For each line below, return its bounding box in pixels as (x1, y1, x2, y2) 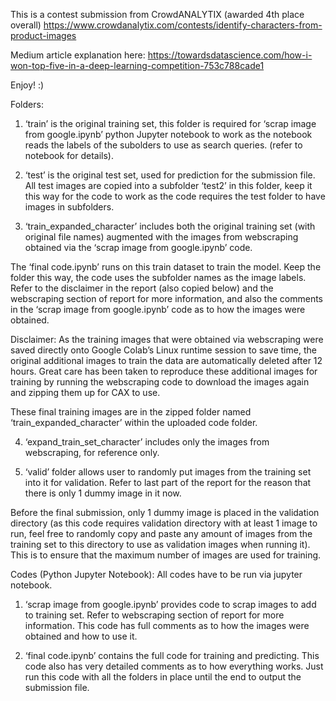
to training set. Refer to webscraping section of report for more (24, 609, 285, 621)
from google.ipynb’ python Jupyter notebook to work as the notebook (24, 129, 313, 140)
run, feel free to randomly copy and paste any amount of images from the (10, 528, 313, 539)
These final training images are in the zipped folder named (10, 406, 252, 418)
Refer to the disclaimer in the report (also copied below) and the (10, 282, 274, 294)
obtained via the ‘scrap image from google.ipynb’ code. (24, 242, 253, 253)
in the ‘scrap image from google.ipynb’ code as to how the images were (10, 304, 306, 315)
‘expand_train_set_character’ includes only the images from (24, 436, 270, 448)
